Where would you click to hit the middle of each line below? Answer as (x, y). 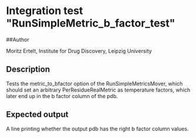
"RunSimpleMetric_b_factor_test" (91, 23)
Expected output (37, 115)
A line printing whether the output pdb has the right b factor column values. (97, 129)
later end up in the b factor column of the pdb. (62, 96)
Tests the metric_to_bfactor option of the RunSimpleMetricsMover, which (94, 83)
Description (28, 70)
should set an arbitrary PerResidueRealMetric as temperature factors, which (98, 90)
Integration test (45, 11)
